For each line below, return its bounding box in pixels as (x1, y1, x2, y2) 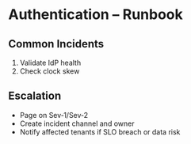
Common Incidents (8, 37, 105, 51)
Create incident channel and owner (19, 119, 135, 128)
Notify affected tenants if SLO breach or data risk (19, 127, 181, 136)
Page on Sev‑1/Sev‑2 (19, 110, 89, 119)
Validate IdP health (19, 58, 82, 67)
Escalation (8, 89, 62, 103)
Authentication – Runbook (8, 6, 184, 24)
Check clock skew (19, 66, 80, 76)
